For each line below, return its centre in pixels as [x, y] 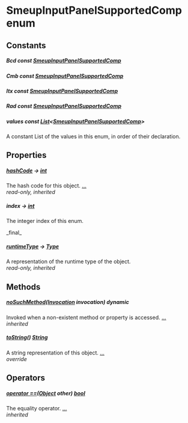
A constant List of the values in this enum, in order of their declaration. [93, 136]
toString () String [27, 338]
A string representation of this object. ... [56, 353]
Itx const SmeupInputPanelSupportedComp [62, 91]
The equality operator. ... [37, 409]
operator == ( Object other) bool [46, 393]
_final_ [14, 233]
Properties [26, 155]
